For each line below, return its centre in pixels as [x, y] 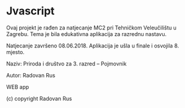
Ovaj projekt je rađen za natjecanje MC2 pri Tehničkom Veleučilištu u [91, 28]
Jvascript [31, 11]
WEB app [18, 87]
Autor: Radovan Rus [31, 75]
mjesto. [16, 52]
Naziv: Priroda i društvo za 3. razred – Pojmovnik [67, 64]
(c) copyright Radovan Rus [39, 98]
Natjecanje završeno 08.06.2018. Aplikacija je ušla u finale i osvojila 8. [92, 46]
